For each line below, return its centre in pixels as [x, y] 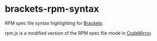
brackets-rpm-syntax [52, 9]
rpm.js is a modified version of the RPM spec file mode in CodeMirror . [78, 33]
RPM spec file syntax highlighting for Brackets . [54, 23]
